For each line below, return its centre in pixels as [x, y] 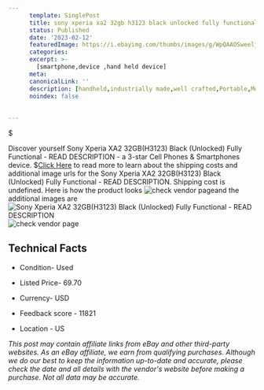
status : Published [59, 30]
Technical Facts [48, 249]
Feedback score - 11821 [58, 313]
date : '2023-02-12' [60, 37]
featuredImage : [54, 45]
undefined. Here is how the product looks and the [124, 190]
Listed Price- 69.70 [51, 282]
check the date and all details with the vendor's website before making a [126, 369]
